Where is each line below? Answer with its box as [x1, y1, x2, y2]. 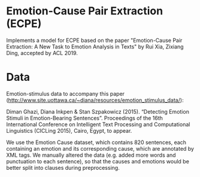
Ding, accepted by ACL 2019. [6, 49, 78, 56]
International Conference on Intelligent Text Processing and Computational [6, 121, 190, 128]
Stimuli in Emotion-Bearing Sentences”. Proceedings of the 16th [6, 114, 163, 121]
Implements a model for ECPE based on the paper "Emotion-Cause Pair [6, 36, 183, 44]
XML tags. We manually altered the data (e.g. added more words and [6, 151, 176, 158]
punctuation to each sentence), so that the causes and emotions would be [6, 157, 190, 165]
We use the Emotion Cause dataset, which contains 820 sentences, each [6, 139, 187, 146]
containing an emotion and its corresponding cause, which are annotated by [6, 145, 195, 152]
